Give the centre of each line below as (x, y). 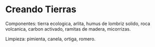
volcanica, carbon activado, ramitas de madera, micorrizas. (68, 29)
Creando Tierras (41, 9)
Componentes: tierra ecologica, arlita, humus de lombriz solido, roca (78, 24)
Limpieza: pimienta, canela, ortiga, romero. (51, 39)
